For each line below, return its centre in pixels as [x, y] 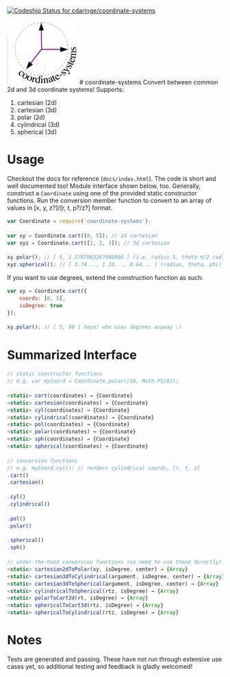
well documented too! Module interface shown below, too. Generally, [104, 186]
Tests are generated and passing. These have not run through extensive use [115, 659]
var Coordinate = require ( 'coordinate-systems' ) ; [79, 221]
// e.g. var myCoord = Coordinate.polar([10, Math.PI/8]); [93, 381]
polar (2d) [31, 117]
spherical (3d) [37, 132]
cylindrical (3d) [38, 124]
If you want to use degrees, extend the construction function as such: [105, 278]
